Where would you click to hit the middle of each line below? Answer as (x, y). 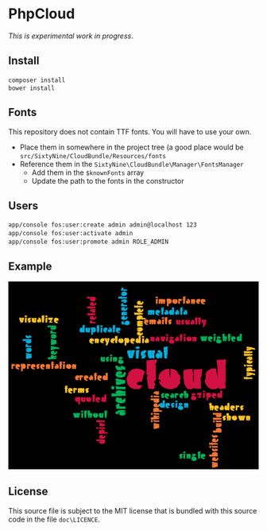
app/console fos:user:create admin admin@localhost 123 (103, 225)
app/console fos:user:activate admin (71, 234)
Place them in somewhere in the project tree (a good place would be (132, 147)
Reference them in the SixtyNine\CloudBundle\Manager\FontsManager (132, 164)
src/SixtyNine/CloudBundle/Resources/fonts (93, 156)
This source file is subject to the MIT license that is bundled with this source (133, 510)
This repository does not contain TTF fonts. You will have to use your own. (130, 131)
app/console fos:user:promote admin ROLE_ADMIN (89, 242)
